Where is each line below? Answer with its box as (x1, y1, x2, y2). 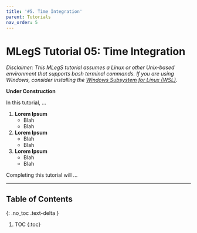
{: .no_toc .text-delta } (6, 210, 59, 217)
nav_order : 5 (6, 19, 38, 25)
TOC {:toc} (14, 221, 41, 228)
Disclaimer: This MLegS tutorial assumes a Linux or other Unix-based (6, 64, 175, 71)
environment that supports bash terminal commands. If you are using (6, 70, 174, 77)
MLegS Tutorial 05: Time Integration (6, 44, 186, 58)
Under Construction (6, 88, 56, 95)
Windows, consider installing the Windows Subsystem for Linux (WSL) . (6, 77, 178, 84)
